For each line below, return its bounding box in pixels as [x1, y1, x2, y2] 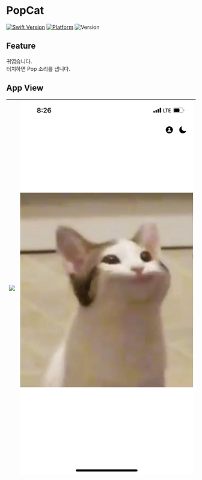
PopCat [6, 4, 44, 17]
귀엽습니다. [6, 58, 32, 65]
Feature [6, 41, 36, 51]
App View [6, 83, 44, 93]
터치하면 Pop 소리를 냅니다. [6, 65, 71, 72]
